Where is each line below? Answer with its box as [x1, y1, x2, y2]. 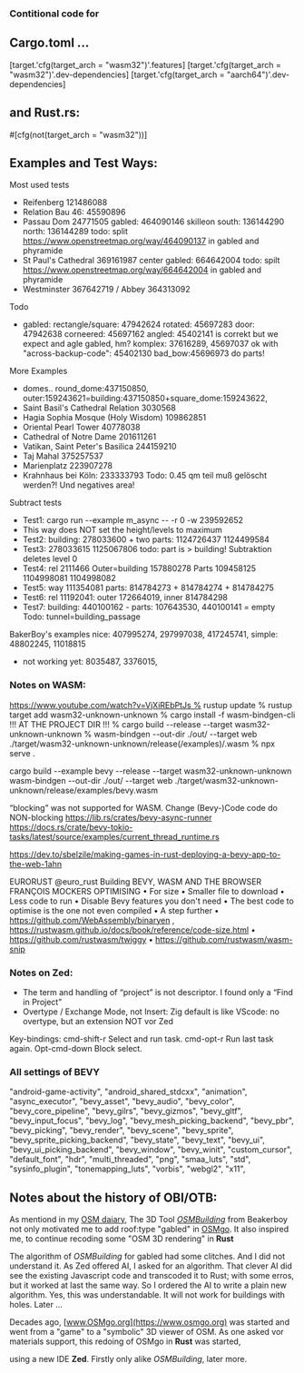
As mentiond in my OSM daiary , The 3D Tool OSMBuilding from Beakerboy [9, 1214, 289, 1225]
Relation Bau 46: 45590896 [22, 207, 126, 218]
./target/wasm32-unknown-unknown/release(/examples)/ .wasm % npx [9, 738, 275, 749]
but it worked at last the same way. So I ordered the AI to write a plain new [9, 1279, 288, 1291]
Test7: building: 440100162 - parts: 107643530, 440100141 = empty [22, 602, 276, 613]
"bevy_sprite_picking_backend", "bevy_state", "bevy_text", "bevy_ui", [9, 1134, 266, 1146]
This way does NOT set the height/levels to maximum [22, 525, 222, 536]
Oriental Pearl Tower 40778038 [22, 421, 141, 433]
